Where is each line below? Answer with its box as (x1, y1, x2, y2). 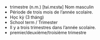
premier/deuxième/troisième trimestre (9, 30, 87, 35)
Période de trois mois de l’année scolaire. (9, 9, 93, 15)
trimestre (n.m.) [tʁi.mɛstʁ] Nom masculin (9, 4, 94, 10)
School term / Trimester (9, 19, 58, 25)
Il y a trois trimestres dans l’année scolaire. (9, 25, 97, 30)
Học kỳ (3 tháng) (9, 14, 44, 20)
